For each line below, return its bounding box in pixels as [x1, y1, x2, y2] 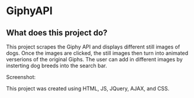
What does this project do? [6, 28, 108, 38]
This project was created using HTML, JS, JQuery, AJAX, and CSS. [6, 85, 170, 92]
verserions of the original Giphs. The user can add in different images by [6, 56, 183, 63]
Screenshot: [6, 74, 36, 80]
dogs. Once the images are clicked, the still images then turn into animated [6, 50, 189, 57]
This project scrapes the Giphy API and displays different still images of [6, 43, 180, 50]
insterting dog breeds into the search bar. [6, 62, 108, 69]
